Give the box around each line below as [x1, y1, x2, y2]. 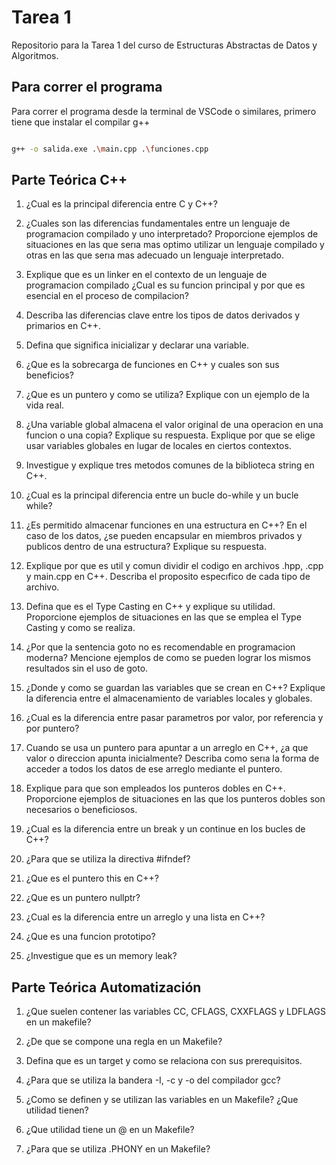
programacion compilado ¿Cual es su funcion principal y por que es [25, 279, 306, 291]
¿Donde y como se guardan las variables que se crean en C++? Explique [25, 682, 326, 694]
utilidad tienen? [25, 1104, 89, 1116]
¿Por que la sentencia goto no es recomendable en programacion [25, 641, 296, 653]
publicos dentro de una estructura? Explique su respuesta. [25, 541, 267, 553]
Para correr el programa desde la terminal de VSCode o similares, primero [11, 105, 317, 117]
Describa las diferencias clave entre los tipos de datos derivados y [25, 309, 301, 321]
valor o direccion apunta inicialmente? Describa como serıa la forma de [25, 752, 320, 765]
